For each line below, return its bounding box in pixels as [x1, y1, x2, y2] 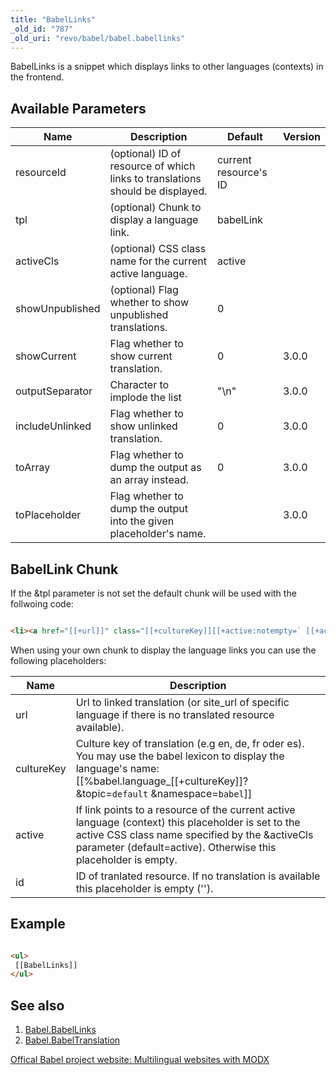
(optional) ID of [109, 147, 182, 161]
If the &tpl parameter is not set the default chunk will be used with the [10, 587, 297, 599]
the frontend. [10, 71, 65, 83]
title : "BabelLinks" [10, 14, 97, 25]
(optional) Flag [109, 283, 179, 297]
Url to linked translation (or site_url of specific [75, 695, 290, 709]
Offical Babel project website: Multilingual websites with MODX [10, 1054, 270, 1066]
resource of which [109, 159, 196, 173]
